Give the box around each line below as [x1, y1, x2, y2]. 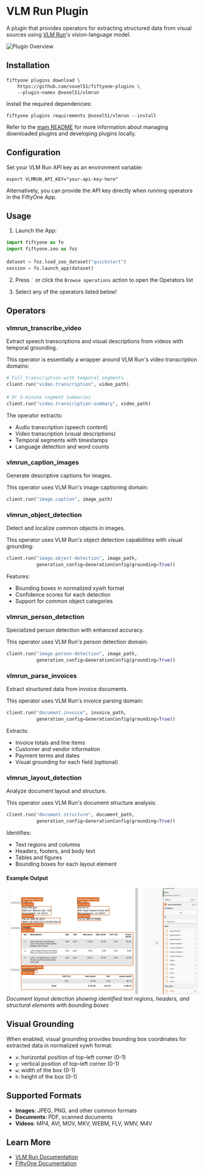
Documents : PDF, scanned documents [15, 1113, 113, 1121]
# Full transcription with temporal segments [6, 375, 124, 381]
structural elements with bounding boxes [6, 1001, 109, 1009]
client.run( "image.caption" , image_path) [6, 496, 113, 503]
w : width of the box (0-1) [15, 1066, 76, 1074]
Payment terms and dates [15, 752, 80, 759]
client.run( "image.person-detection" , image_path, [6, 651, 138, 657]
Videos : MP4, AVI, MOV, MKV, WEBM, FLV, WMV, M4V [15, 1119, 152, 1127]
